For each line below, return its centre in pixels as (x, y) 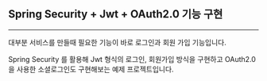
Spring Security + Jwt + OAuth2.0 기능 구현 (116, 14)
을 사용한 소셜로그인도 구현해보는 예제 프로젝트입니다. (91, 69)
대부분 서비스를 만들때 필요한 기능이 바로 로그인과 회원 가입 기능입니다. (117, 42)
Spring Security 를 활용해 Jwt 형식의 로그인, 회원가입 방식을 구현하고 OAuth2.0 (132, 59)
